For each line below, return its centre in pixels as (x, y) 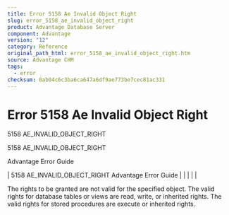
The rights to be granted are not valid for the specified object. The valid (111, 189)
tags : (15, 66)
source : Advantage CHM (41, 60)
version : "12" (28, 40)
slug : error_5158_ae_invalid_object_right (70, 21)
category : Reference (38, 47)
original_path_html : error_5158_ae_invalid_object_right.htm (99, 54)
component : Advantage (39, 34)
